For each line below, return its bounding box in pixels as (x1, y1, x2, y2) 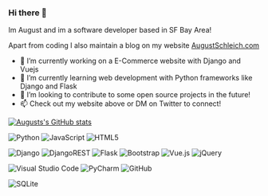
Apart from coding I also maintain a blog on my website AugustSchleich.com (8, 41, 260, 50)
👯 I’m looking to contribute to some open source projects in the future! (19, 90, 251, 100)
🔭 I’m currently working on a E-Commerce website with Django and (19, 56, 242, 66)
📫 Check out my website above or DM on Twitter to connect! (19, 99, 222, 108)
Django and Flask (19, 81, 77, 91)
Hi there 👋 (8, 7, 48, 18)
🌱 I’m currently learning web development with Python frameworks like (19, 73, 253, 83)
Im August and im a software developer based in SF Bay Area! (8, 25, 212, 35)
